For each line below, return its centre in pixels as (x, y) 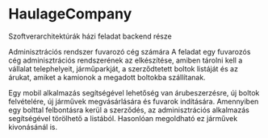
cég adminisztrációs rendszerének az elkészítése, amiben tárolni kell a (126, 60)
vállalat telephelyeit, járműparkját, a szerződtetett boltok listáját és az (123, 68)
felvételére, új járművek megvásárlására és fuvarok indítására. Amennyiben (134, 101)
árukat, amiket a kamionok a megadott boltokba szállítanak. (107, 77)
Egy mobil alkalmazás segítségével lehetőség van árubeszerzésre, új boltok (134, 92)
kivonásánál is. (33, 127)
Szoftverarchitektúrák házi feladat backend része (90, 36)
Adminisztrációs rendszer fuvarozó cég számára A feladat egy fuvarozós (130, 51)
